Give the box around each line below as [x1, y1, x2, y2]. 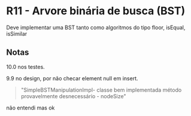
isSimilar [6, 30, 28, 37]
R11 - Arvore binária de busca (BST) [6, 4, 186, 18]
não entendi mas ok [6, 104, 55, 111]
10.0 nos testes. [6, 63, 45, 70]
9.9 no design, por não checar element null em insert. [6, 74, 138, 81]
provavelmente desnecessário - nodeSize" [20, 92, 127, 99]
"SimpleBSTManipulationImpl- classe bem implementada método [20, 86, 182, 93]
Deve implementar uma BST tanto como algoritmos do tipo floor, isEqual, [6, 24, 186, 31]
